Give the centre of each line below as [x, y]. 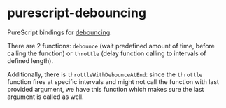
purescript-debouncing [77, 13]
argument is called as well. [45, 97]
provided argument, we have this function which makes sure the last [106, 89]
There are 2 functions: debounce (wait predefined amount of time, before [111, 46]
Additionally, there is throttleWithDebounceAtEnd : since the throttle [105, 74]
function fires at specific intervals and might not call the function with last [113, 81]
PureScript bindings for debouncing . [59, 32]
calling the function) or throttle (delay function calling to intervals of [107, 53]
